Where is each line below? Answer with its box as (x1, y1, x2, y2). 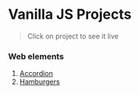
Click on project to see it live (27, 31, 119, 41)
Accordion (19, 69, 53, 78)
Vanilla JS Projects (8, 5, 132, 23)
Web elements (8, 51, 64, 62)
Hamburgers (19, 77, 60, 87)
